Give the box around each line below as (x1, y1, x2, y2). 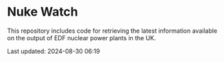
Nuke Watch (7, 4, 79, 20)
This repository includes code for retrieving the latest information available (7, 27, 218, 35)
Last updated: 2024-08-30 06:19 (7, 47, 101, 55)
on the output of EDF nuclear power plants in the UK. (7, 33, 156, 42)
